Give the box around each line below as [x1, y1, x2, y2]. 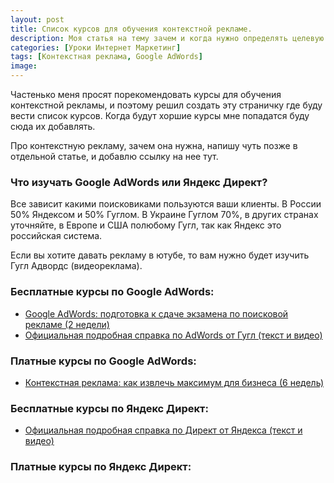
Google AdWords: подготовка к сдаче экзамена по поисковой [24, 307, 289, 320]
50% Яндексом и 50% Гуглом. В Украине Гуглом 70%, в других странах [10, 209, 319, 221]
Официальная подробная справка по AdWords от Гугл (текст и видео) [24, 329, 323, 341]
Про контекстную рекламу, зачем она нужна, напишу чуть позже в [10, 140, 298, 151]
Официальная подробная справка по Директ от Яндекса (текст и [24, 424, 303, 436]
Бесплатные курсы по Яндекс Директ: [10, 401, 209, 415]
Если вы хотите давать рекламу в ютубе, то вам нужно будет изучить [10, 249, 310, 261]
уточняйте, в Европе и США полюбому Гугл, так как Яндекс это [10, 219, 282, 231]
